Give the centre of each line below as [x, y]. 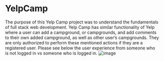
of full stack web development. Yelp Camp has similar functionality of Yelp [80, 27]
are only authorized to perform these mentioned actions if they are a [74, 42]
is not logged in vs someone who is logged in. [51, 53]
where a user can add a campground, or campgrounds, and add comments [81, 32]
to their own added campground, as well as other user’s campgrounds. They [82, 38]
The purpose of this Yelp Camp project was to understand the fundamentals [82, 22]
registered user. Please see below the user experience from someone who [80, 48]
